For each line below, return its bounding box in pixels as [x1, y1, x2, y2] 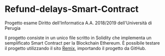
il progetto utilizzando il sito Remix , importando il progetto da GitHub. [4, 45, 147, 51]
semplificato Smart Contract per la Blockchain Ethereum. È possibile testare [4, 40, 160, 46]
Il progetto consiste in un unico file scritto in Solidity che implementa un [4, 35, 152, 41]
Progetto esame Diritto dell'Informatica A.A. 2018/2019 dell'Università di [4, 20, 153, 26]
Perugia [4, 25, 21, 31]
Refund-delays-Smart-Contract [4, 3, 139, 15]
